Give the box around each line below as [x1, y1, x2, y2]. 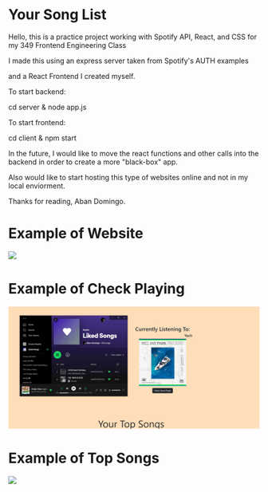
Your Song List [8, 6, 107, 24]
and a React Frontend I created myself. [8, 71, 136, 81]
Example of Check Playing [8, 280, 185, 298]
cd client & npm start [8, 133, 77, 143]
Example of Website [8, 225, 144, 242]
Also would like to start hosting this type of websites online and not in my [8, 172, 249, 182]
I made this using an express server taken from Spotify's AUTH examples [8, 56, 249, 65]
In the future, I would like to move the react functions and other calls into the [8, 148, 259, 158]
